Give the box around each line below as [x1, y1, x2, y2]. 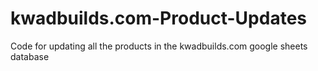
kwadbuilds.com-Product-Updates [10, 7, 307, 30]
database [10, 50, 50, 62]
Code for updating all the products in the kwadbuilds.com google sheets [10, 40, 308, 52]
